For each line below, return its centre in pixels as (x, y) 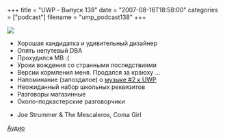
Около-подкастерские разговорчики (71, 101)
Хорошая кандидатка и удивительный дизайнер (87, 43)
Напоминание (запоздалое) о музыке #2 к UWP (87, 79)
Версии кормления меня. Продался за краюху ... (89, 72)
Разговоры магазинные (51, 94)
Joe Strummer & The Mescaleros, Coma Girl (79, 115)
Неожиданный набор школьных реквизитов (81, 87)
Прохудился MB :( (43, 58)
